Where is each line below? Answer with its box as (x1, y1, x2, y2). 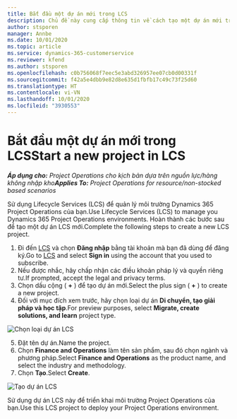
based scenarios (7, 186, 56, 194)
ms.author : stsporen (7, 63, 68, 70)
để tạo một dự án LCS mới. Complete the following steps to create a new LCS (7, 222, 229, 230)
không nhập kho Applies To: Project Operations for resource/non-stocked (7, 178, 221, 187)
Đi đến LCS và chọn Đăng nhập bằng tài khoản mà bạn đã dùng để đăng (17, 243, 229, 252)
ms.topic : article (7, 43, 61, 50)
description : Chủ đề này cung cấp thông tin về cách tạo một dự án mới (7, 17, 222, 24)
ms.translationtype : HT (7, 83, 78, 90)
